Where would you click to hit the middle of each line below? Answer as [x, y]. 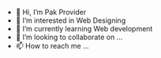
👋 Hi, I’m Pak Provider [51, 12]
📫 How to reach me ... [52, 46]
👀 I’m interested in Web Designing [71, 20]
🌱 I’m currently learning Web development [84, 29]
